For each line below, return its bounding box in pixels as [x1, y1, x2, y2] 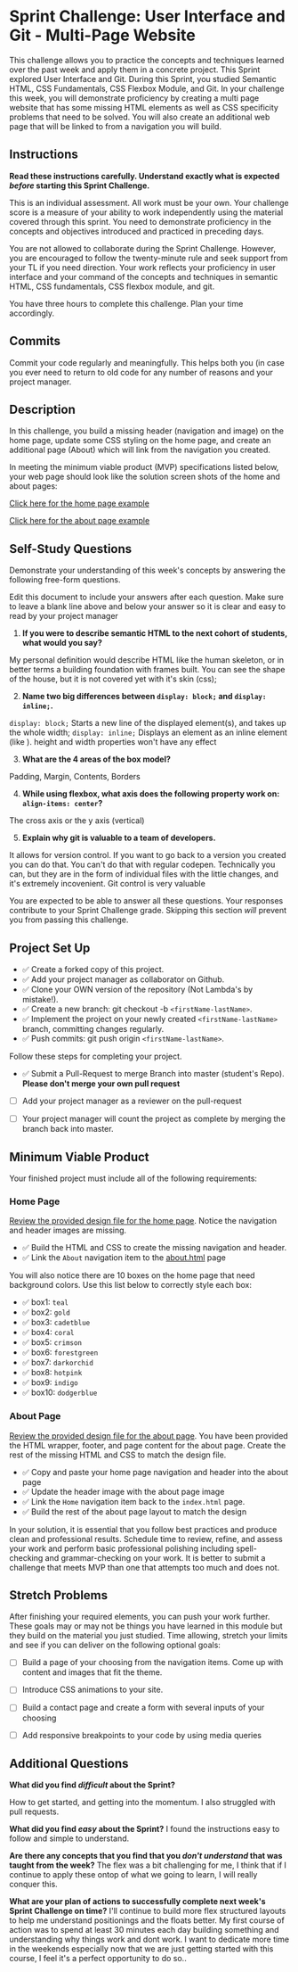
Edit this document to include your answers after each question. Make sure [9, 591, 285, 603]
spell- [235, 1543, 258, 1554]
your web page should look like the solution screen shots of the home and [9, 471, 280, 483]
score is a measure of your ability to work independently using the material [9, 207, 284, 218]
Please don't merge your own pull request [21, 1078, 181, 1089]
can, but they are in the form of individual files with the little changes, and [9, 869, 278, 879]
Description [9, 401, 76, 417]
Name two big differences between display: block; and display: [21, 691, 267, 702]
